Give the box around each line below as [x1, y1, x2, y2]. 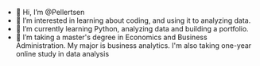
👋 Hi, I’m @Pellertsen [15, 8, 85, 16]
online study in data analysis [15, 49, 110, 58]
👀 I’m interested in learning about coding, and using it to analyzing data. [15, 16, 251, 25]
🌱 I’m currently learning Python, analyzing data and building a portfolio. [15, 24, 249, 33]
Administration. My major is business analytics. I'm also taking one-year [15, 41, 252, 50]
